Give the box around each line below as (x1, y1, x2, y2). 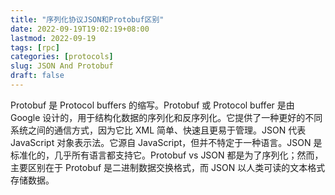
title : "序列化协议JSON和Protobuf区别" (10, 14, 165, 25)
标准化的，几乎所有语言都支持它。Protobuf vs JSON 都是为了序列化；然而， (10, 149, 324, 161)
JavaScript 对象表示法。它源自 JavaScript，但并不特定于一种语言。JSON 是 (10, 136, 323, 148)
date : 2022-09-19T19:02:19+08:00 (10, 24, 150, 34)
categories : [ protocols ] (10, 52, 114, 62)
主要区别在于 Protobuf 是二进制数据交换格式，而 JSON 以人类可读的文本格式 (10, 161, 326, 173)
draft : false (10, 71, 65, 81)
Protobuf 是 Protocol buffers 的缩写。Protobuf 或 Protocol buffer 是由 (10, 99, 295, 111)
